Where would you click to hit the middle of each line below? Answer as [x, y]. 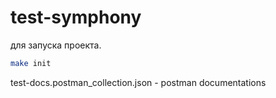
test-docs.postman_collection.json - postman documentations [138, 82]
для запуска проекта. [56, 45]
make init [31, 63]
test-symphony [76, 17]
